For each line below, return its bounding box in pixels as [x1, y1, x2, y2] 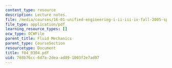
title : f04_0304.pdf [5, 50, 50, 55]
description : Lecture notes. [5, 12, 68, 17]
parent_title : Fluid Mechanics [5, 36, 72, 41]
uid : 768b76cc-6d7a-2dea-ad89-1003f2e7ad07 [5, 55, 100, 60]
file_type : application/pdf [5, 21, 66, 27]
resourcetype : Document [5, 46, 56, 51]
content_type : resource [5, 7, 56, 13]
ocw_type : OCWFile [5, 31, 45, 36]
